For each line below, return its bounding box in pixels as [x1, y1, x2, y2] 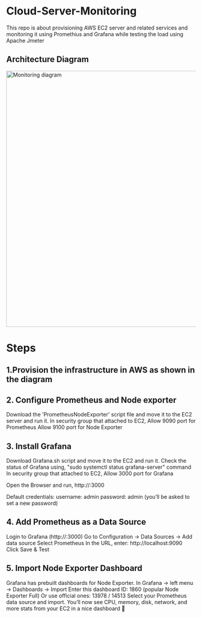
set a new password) [6, 499, 58, 507]
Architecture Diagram [6, 54, 89, 64]
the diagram [6, 374, 53, 385]
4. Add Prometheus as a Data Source [6, 517, 146, 527]
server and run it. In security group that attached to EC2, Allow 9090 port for [6, 417, 196, 425]
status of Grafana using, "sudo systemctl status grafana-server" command [6, 463, 191, 471]
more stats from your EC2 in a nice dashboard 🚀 [6, 605, 125, 612]
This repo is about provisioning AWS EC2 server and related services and [6, 24, 188, 31]
